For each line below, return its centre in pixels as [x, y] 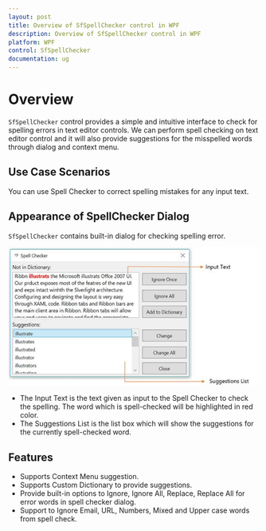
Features [31, 457]
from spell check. [48, 519]
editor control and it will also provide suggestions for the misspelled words [130, 138]
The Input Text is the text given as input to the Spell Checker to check [134, 398]
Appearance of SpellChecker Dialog [99, 217]
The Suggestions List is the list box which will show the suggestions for [137, 424]
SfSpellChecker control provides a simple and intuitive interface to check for [133, 121]
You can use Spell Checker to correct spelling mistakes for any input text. [129, 191]
